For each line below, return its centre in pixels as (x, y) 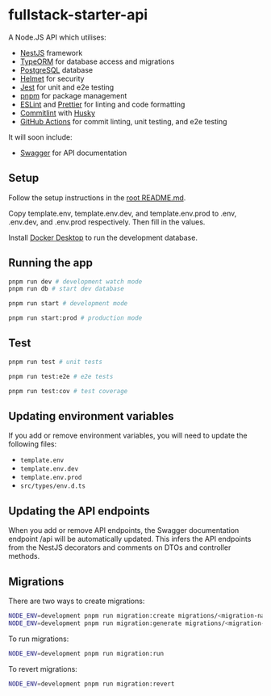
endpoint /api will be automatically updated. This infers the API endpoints (130, 539)
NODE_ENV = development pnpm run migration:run (86, 653)
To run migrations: (39, 639)
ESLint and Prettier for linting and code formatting (102, 104)
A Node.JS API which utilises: (57, 37)
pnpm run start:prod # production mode (75, 318)
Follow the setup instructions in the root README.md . (97, 197)
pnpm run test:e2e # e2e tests (61, 376)
